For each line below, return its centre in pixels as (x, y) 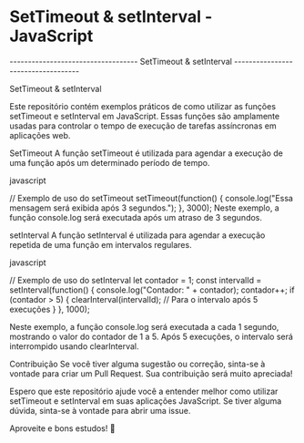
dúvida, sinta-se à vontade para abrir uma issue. (100, 410)
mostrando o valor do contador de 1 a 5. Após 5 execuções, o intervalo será (152, 336)
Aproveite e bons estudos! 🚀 (62, 428)
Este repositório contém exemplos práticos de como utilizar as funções (142, 106)
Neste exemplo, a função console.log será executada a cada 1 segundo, (144, 326)
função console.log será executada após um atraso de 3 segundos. (136, 217)
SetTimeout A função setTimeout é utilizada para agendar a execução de (147, 153)
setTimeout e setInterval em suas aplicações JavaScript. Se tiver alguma (146, 401)
